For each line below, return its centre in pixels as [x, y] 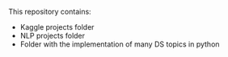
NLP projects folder [53, 36]
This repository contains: [50, 12]
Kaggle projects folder [57, 27]
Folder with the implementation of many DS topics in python [120, 44]
